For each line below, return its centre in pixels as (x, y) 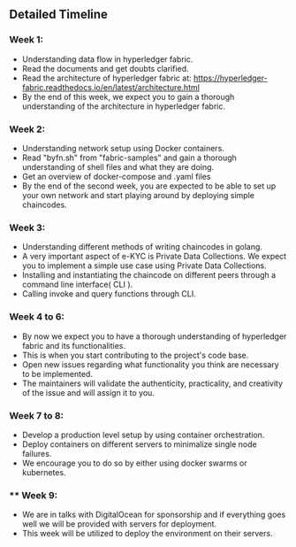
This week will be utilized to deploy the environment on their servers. (147, 534)
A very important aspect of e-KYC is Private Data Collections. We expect (154, 257)
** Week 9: (34, 495)
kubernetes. (44, 472)
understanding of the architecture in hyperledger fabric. (123, 106)
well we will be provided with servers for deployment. (119, 524)
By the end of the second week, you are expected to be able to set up (149, 186)
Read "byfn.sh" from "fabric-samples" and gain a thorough (129, 158)
